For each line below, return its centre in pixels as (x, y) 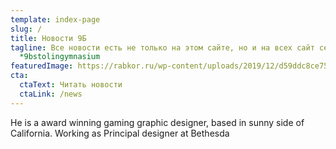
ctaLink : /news (51, 94)
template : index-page (55, 19)
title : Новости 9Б (48, 38)
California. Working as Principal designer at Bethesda (120, 133)
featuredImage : (42, 66)
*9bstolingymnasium (60, 57)
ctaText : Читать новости (71, 85)
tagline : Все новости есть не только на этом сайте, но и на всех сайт (162, 47)
